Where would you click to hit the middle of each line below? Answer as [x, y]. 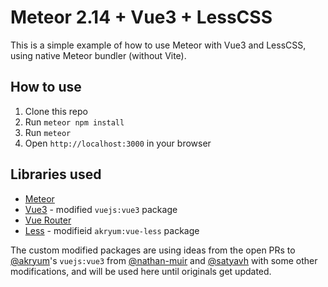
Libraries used [56, 174]
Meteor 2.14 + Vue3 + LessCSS [141, 17]
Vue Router [48, 220]
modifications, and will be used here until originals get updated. [141, 271]
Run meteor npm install [74, 122]
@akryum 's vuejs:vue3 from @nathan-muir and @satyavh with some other [164, 260]
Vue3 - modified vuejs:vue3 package [101, 209]
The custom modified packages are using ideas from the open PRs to [153, 250]
